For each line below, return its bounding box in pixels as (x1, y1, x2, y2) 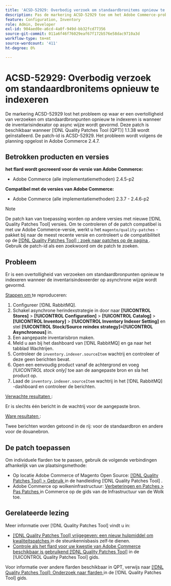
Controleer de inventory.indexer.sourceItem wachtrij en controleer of (12, 351, 160, 357)
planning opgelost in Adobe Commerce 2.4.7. (5, 138, 100, 144)
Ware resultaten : (5, 413, 41, 419)
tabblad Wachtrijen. (12, 346, 54, 352)
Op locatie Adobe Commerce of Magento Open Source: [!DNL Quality (12, 472, 159, 478)
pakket (5, 232, 20, 238)
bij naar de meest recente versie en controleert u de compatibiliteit (20, 232, 160, 238)
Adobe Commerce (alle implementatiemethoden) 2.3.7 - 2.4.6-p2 (12, 196, 149, 202)
